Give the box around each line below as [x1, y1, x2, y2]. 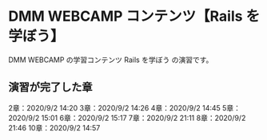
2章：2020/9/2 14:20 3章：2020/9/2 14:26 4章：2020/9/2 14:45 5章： [8, 103, 241, 112]
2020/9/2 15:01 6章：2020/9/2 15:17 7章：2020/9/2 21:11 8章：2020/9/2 [8, 113, 246, 122]
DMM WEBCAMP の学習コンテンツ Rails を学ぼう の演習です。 [8, 55, 213, 64]
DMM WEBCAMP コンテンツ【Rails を [8, 7, 261, 25]
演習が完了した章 [8, 80, 93, 94]
